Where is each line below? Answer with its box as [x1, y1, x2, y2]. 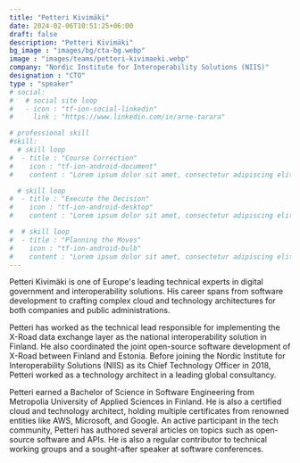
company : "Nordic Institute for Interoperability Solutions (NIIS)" [9, 63, 270, 72]
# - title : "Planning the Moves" [9, 236, 142, 244]
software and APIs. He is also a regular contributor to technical [37, 434, 268, 445]
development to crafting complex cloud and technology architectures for [9, 295, 277, 306]
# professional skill [9, 128, 90, 138]
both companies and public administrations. [9, 305, 171, 316]
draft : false [9, 29, 58, 38]
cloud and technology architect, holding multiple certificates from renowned [9, 406, 289, 417]
